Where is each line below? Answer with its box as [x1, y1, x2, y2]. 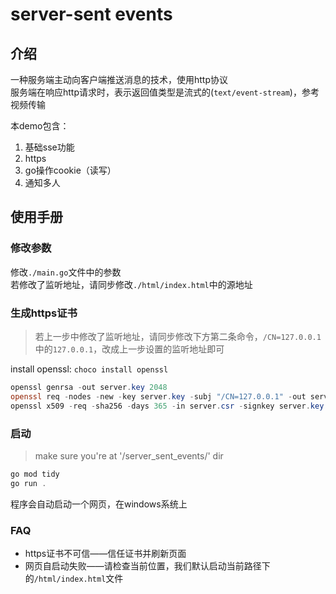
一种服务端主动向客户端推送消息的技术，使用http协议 [10, 74, 229, 85]
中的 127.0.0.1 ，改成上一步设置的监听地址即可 [34, 343, 225, 355]
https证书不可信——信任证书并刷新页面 [24, 547, 187, 559]
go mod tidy [10, 469, 60, 479]
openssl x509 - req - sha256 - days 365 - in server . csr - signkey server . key [10, 401, 325, 411]
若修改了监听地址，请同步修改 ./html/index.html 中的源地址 [10, 278, 253, 290]
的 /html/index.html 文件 [24, 572, 124, 584]
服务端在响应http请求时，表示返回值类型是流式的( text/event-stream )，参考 [10, 86, 320, 98]
